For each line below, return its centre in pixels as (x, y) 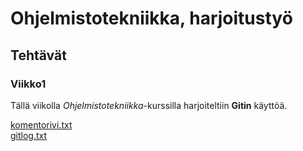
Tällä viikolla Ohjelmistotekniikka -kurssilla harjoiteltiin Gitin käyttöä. (149, 105)
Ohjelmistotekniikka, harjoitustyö (151, 18)
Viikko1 (28, 84)
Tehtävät (38, 55)
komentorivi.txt (41, 124)
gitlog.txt (29, 135)
